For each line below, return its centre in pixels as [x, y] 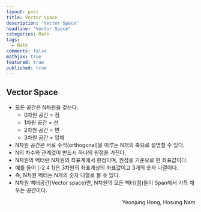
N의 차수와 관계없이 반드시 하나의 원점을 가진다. [70, 153]
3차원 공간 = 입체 [44, 138]
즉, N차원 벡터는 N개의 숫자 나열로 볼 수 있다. [67, 175]
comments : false [26, 51]
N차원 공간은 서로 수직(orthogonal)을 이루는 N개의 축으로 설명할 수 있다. [100, 145]
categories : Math [28, 34]
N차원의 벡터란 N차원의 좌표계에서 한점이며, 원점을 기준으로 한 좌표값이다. [101, 160]
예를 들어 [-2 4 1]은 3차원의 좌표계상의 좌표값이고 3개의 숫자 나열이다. [97, 168]
